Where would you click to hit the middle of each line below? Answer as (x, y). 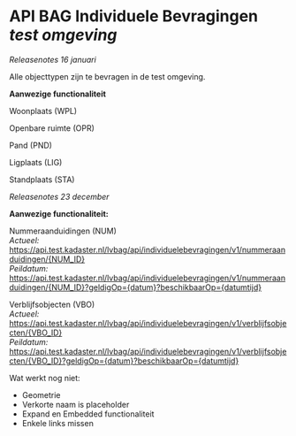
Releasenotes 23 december (59, 196)
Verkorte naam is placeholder (76, 404)
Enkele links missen (58, 423)
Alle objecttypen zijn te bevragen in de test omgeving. (107, 76)
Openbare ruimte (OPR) (52, 128)
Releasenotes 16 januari (53, 59)
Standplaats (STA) (42, 180)
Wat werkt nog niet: (45, 378)
